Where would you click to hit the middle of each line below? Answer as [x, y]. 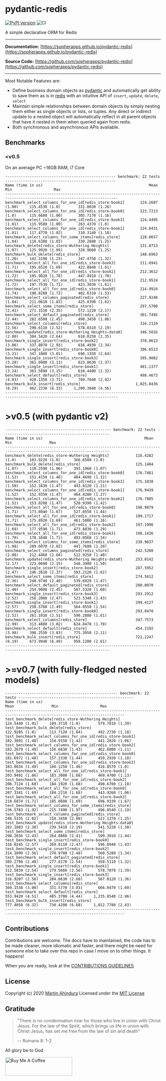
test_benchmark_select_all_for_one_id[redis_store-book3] [66, 797]
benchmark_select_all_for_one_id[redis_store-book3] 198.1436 [79, 533]
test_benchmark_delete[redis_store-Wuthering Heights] [63, 719]
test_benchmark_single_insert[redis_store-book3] [57, 875]
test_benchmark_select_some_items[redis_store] [55, 831]
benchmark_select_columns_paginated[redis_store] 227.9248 [82, 297]
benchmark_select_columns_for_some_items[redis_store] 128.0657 [82, 237]
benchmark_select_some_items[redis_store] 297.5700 [82, 306]
